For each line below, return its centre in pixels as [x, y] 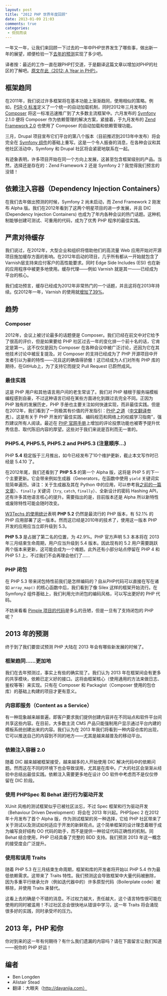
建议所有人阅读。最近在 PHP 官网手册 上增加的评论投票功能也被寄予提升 [83, 423]
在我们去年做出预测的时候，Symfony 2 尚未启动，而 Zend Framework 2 [78, 201]
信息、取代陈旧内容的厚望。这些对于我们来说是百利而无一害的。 [75, 429]
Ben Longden [26, 977]
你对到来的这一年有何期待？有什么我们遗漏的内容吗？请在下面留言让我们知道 [83, 941]
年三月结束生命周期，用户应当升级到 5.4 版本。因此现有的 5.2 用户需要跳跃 [82, 543]
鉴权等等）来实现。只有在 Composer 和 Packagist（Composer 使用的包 [78, 685]
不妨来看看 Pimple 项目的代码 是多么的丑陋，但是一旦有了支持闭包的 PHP [79, 611]
